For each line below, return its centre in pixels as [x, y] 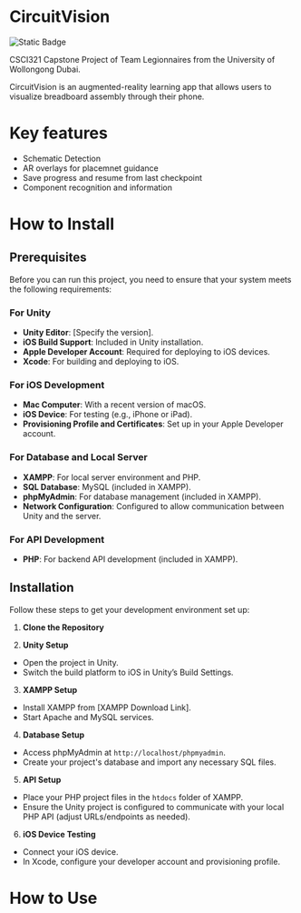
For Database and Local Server [78, 457]
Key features [59, 133]
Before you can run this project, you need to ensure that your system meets [150, 279]
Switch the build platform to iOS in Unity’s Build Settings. [128, 672]
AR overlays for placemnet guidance [90, 168]
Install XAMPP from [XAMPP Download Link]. [107, 707]
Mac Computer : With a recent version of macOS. [114, 405]
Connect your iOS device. [71, 851]
